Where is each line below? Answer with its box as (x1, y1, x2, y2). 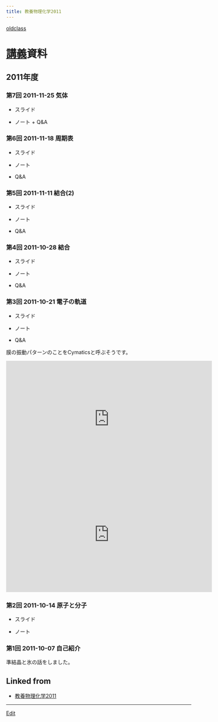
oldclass (6, 25, 26, 32)
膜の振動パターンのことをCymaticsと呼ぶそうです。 (6, 348, 131, 355)
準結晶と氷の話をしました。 (6, 659, 73, 666)
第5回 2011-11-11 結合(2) (6, 189, 75, 197)
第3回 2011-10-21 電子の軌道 (6, 298, 87, 306)
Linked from (6, 676, 51, 686)
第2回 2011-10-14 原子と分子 (6, 601, 87, 609)
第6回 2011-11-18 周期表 (6, 135, 73, 143)
